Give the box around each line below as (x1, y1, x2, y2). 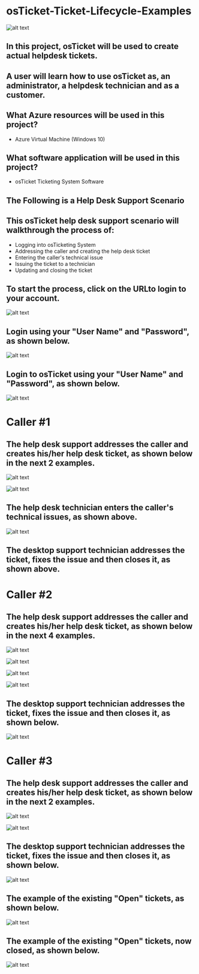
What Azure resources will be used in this (6, 110, 165, 120)
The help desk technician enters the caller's (6, 503, 174, 513)
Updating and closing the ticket (14, 267, 93, 274)
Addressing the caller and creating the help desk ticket (14, 247, 150, 255)
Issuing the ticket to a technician (14, 260, 95, 267)
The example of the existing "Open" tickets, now (6, 936, 192, 946)
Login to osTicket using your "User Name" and (6, 369, 183, 379)
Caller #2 (6, 588, 53, 601)
